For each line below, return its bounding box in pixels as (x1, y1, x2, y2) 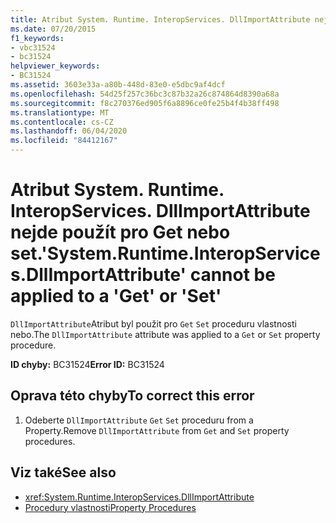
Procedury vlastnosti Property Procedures (24, 501, 197, 513)
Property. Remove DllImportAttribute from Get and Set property (24, 424, 290, 436)
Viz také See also (10, 464, 117, 481)
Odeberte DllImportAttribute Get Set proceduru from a (24, 414, 254, 426)
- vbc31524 (10, 42, 56, 53)
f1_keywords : (10, 33, 65, 43)
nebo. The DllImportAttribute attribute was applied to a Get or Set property (10, 328, 321, 340)
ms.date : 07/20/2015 (10, 24, 97, 34)
